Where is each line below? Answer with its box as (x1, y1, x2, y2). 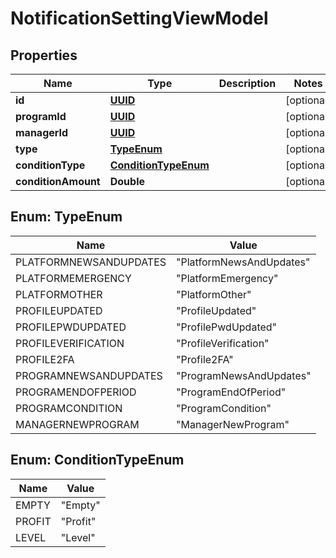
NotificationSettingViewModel (10, 7, 269, 30)
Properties (10, 47, 78, 64)
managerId (15, 126, 69, 139)
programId (15, 110, 67, 123)
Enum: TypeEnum (10, 208, 123, 226)
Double (109, 175, 145, 188)
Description (218, 77, 277, 90)
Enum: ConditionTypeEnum (10, 452, 185, 469)
